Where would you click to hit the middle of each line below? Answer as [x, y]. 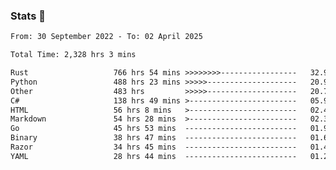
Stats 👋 [28, 16]
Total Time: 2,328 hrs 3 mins [73, 55]
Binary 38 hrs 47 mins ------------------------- [154, 138]
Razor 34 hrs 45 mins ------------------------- [154, 147]
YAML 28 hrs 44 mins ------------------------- [154, 156]
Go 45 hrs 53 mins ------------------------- [154, 129]
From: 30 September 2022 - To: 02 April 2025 [106, 37]
